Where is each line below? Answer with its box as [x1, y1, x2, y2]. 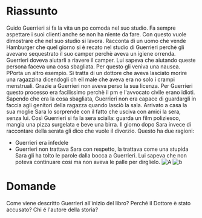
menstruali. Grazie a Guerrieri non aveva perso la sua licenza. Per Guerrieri [6, 82, 193, 89]
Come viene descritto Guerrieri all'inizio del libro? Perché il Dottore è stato [6, 199, 191, 206]
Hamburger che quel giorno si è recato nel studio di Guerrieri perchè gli [6, 44, 184, 51]
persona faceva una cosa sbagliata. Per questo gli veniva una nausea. [6, 62, 180, 70]
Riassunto [6, 4, 58, 18]
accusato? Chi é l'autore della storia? [6, 206, 99, 213]
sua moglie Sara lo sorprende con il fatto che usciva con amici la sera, [6, 108, 181, 115]
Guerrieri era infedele [15, 139, 68, 146]
